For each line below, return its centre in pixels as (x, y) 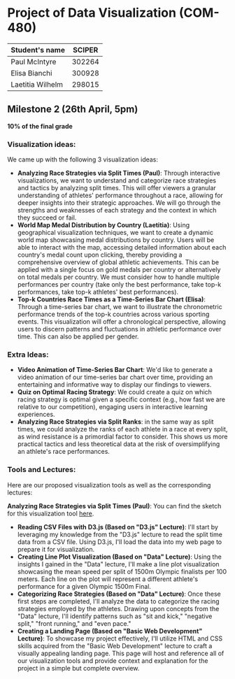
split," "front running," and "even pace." (74, 623)
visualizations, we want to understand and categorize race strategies (117, 180)
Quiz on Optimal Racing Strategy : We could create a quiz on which (114, 392)
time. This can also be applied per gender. (78, 336)
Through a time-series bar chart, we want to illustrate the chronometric (120, 307)
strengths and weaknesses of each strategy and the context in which (117, 210)
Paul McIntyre (34, 62)
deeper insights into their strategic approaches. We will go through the (119, 203)
